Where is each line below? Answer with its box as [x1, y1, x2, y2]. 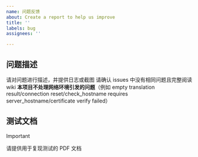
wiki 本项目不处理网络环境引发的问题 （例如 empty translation [6, 84, 155, 91]
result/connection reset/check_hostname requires [6, 90, 129, 97]
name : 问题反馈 [6, 8, 40, 15]
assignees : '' [6, 31, 41, 37]
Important [6, 132, 30, 139]
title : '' [6, 20, 31, 25]
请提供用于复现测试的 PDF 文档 [6, 145, 82, 152]
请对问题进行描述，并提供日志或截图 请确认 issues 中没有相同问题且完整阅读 [6, 76, 193, 83]
